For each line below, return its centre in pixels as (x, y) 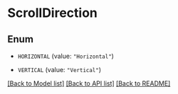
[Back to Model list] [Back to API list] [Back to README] (89, 83)
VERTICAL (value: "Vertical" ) (59, 70)
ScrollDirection (53, 13)
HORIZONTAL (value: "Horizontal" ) (66, 56)
